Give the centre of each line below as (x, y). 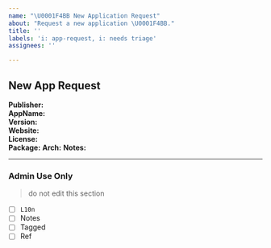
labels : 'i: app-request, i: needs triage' (83, 38)
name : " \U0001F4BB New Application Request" (84, 16)
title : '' (25, 31)
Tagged (33, 227)
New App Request (54, 85)
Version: (23, 122)
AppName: (27, 113)
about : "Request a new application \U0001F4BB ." (92, 23)
